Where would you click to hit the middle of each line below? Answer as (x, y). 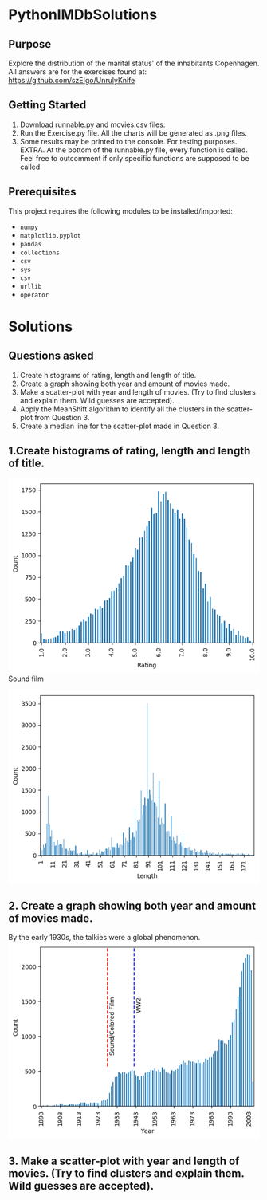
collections (39, 253)
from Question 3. (62, 417)
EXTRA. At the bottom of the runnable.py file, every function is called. (134, 150)
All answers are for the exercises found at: (78, 72)
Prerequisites (42, 192)
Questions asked (51, 356)
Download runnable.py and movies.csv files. (92, 124)
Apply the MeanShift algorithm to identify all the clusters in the (122, 409)
